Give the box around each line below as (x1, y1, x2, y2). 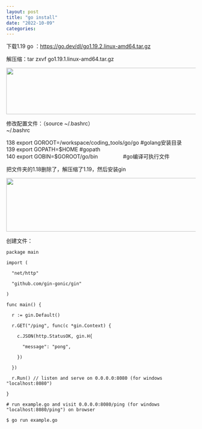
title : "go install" (6, 14, 58, 20)
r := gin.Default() (11, 313, 61, 319)
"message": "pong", (22, 344, 71, 350)
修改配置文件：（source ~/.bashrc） (6, 120, 94, 127)
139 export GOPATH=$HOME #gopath (6, 146, 101, 153)
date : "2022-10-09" (6, 20, 55, 26)
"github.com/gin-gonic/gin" (11, 281, 82, 287)
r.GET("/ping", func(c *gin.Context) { (11, 323, 112, 329)
